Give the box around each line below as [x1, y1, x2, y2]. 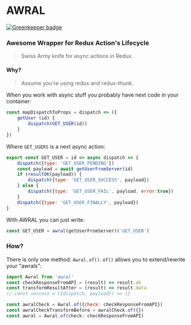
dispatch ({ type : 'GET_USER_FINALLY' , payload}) [17, 199, 139, 205]
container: [6, 98, 32, 105]
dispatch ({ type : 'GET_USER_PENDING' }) [17, 160, 114, 166]
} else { [17, 182, 39, 189]
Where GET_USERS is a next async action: [6, 143, 105, 150]
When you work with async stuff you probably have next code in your [6, 91, 179, 98]
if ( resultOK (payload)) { [17, 172, 83, 178]
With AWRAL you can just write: [6, 216, 86, 224]
